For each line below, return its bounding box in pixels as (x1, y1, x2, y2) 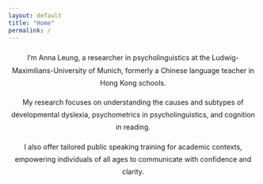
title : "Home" (8, 19, 55, 27)
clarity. (121, 167, 145, 176)
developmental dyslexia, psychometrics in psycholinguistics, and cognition (10, 110, 256, 120)
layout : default (8, 11, 62, 20)
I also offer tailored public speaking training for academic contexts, (23, 142, 243, 151)
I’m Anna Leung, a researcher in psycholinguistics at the (27, 53, 211, 63)
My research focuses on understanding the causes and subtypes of (22, 97, 244, 107)
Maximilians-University (11, 65, 87, 75)
